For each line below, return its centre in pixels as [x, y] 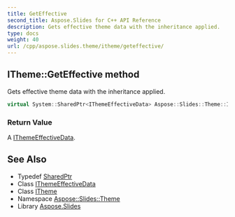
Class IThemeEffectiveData [56, 183]
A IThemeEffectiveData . [41, 137]
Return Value [30, 122]
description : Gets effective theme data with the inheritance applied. [114, 27]
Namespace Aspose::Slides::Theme [69, 198]
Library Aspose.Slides [49, 206]
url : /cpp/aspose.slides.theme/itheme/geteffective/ [86, 46]
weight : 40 [23, 40]
